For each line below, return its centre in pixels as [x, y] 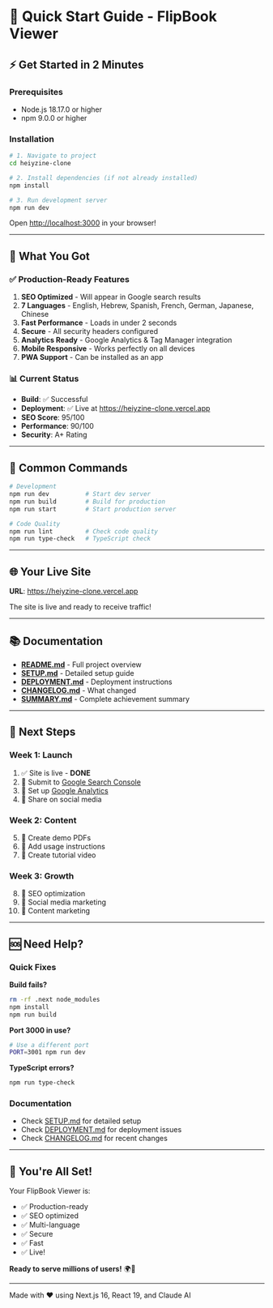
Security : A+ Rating [54, 435]
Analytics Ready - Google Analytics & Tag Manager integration [126, 340]
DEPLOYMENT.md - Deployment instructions [96, 682]
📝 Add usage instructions [63, 846]
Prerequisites [36, 92]
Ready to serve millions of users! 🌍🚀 [73, 1269]
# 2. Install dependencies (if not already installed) [104, 177]
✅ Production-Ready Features [70, 279]
